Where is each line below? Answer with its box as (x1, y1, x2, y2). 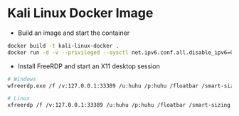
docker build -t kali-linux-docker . (7, 42, 119, 49)
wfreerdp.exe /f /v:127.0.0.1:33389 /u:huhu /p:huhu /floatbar (7, 82, 199, 90)
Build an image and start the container (17, 28, 130, 37)
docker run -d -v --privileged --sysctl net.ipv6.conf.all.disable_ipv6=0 (7, 48, 234, 56)
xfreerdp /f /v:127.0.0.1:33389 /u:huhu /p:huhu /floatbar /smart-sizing (7, 102, 231, 109)
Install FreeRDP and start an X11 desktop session (17, 62, 160, 70)
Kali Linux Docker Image (7, 5, 154, 21)
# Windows (7, 75, 37, 83)
